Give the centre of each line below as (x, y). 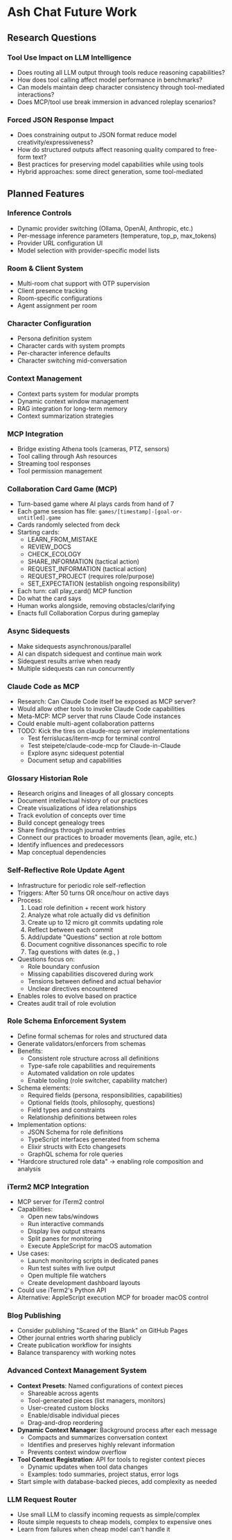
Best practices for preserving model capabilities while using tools (110, 164)
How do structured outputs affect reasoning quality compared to (109, 150)
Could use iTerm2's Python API (62, 1290)
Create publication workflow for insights (74, 1345)
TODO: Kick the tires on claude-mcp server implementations (104, 730)
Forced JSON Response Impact (61, 120)
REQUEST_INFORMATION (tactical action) (87, 569)
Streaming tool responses (54, 464)
